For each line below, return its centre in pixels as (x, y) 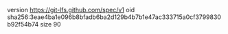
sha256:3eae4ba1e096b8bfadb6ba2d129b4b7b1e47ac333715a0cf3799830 (114, 17)
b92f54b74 (23, 24)
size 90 (50, 24)
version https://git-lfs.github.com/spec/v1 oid (71, 10)
